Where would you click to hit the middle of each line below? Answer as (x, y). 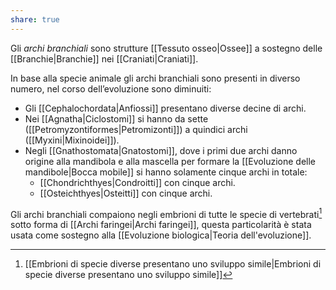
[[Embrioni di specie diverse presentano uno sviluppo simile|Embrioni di (173, 264)
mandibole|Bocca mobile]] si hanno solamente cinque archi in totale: (166, 172)
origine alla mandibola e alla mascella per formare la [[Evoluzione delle (170, 161)
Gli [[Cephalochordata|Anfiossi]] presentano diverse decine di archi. (165, 108)
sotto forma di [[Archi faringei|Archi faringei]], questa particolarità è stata (161, 225)
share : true (35, 19)
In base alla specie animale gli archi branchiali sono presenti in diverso (155, 78)
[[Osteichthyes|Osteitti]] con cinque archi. (126, 193)
